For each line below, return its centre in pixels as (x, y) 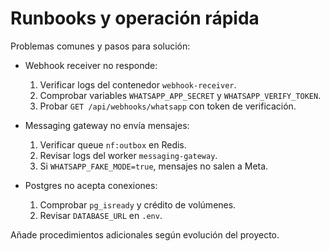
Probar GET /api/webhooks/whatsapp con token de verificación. (168, 106)
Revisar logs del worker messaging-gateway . (128, 155)
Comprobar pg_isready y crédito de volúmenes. (138, 204)
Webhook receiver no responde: (91, 65)
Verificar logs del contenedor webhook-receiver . (138, 84)
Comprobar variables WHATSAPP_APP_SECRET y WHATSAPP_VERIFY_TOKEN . (180, 95)
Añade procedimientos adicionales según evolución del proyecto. (145, 234)
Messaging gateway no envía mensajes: (107, 125)
